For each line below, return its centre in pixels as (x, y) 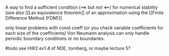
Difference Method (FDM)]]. (34, 18)
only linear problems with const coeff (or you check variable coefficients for (84, 28)
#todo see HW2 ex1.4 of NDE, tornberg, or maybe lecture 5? (68, 48)
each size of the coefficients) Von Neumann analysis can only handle (77, 33)
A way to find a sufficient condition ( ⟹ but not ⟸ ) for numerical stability (81, 7)
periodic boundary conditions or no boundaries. (55, 38)
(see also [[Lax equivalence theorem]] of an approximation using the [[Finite (85, 13)
